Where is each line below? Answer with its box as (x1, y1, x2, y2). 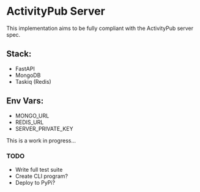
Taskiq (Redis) (15, 78, 52, 85)
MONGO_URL (15, 112, 50, 119)
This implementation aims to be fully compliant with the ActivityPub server (6, 24, 194, 32)
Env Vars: (6, 96, 44, 106)
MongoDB (15, 72, 41, 79)
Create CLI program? (15, 172, 69, 180)
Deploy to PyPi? (15, 179, 56, 186)
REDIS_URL (15, 118, 44, 126)
